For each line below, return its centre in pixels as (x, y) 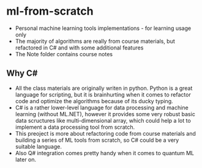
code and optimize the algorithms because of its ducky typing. (94, 101)
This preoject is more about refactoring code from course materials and (105, 133)
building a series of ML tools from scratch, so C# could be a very (97, 140)
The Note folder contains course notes (64, 54)
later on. (26, 159)
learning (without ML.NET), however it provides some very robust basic (105, 114)
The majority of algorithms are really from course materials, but (95, 41)
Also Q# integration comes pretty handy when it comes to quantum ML (105, 153)
